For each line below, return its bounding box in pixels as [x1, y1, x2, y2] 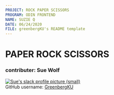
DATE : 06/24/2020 [5, 21, 42, 27]
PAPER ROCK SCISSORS [5, 49, 109, 60]
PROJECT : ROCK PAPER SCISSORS [5, 7, 70, 13]
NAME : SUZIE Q [5, 17, 36, 22]
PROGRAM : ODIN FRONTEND [5, 12, 56, 17]
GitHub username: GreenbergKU [5, 84, 74, 90]
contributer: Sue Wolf [5, 67, 60, 74]
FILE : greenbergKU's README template [5, 27, 85, 32]
